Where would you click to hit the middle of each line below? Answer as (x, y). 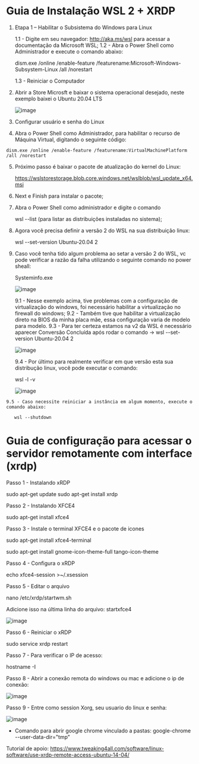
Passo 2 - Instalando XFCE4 (41, 506)
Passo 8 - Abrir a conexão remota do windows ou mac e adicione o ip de (95, 678)
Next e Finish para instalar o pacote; (59, 196)
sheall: (23, 266)
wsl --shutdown (33, 417)
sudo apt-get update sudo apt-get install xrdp (62, 494)
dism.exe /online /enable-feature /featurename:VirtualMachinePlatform (97, 150)
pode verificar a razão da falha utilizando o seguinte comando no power (103, 260)
